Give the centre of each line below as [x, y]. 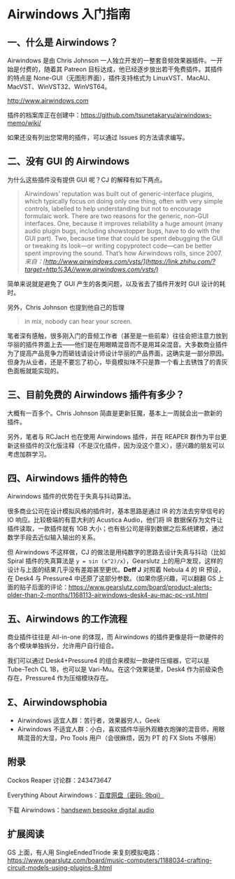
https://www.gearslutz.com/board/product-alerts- [141, 587]
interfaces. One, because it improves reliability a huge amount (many [123, 223]
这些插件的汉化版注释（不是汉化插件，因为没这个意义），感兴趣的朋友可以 [119, 445]
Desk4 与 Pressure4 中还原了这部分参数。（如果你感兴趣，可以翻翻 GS [116, 578]
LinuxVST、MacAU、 [184, 78]
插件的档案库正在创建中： [44, 115]
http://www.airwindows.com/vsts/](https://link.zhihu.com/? [130, 261]
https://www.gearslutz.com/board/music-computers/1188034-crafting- [109, 860]
